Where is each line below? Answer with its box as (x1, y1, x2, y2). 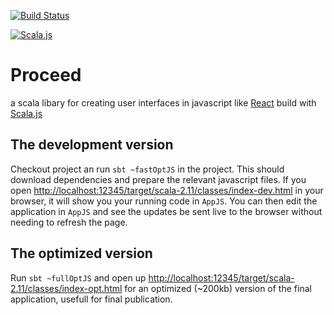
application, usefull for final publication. (10, 293, 173, 305)
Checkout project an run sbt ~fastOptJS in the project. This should (10, 163, 285, 175)
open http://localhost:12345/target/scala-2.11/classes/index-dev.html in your (10, 184, 324, 196)
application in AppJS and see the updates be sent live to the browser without (10, 205, 323, 217)
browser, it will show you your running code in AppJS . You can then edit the (10, 195, 318, 207)
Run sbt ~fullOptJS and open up (10, 271, 147, 284)
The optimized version (10, 245, 153, 262)
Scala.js (10, 107, 43, 119)
